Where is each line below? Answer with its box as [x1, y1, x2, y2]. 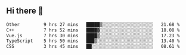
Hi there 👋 [6, 6, 44, 16]
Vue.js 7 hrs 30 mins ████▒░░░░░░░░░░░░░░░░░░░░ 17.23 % [6, 33, 180, 38]
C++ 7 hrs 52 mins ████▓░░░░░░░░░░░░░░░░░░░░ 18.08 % [6, 27, 180, 33]
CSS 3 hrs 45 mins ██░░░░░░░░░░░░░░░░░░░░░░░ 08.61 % [6, 44, 180, 50]
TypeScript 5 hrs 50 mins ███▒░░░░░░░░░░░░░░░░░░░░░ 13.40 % [6, 38, 180, 44]
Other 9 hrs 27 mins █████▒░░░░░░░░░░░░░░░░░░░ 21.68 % [6, 21, 180, 27]
